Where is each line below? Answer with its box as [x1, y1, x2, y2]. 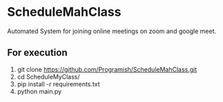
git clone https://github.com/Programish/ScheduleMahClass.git [17, 65, 197, 73]
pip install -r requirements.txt [17, 80, 100, 88]
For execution [7, 47, 68, 59]
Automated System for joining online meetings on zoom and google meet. [7, 27, 217, 35]
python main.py [17, 87, 62, 95]
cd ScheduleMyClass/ [17, 72, 81, 81]
